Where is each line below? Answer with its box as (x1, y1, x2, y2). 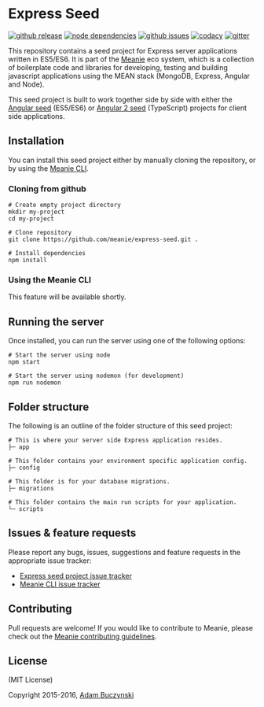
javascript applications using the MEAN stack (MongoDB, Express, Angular (8, 71, 250, 80)
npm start (8, 358, 41, 366)
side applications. (8, 111, 65, 120)
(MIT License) (8, 675, 53, 685)
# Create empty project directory (8, 202, 122, 209)
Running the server (8, 315, 104, 328)
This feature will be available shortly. (8, 292, 127, 302)
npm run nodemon (8, 379, 61, 387)
